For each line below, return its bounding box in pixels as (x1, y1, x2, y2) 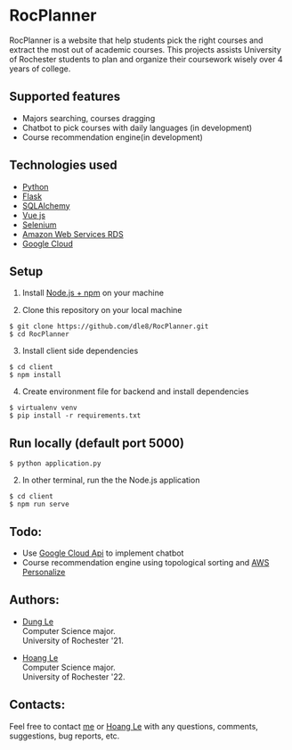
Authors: (9, 592, 60, 607)
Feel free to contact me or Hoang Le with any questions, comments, (9, 721, 258, 731)
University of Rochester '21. (21, 635, 125, 646)
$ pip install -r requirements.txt (9, 411, 142, 420)
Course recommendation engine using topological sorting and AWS (21, 557, 270, 567)
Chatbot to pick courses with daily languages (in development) (21, 122, 253, 133)
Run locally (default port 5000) (9, 435, 185, 450)
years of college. (9, 63, 71, 74)
